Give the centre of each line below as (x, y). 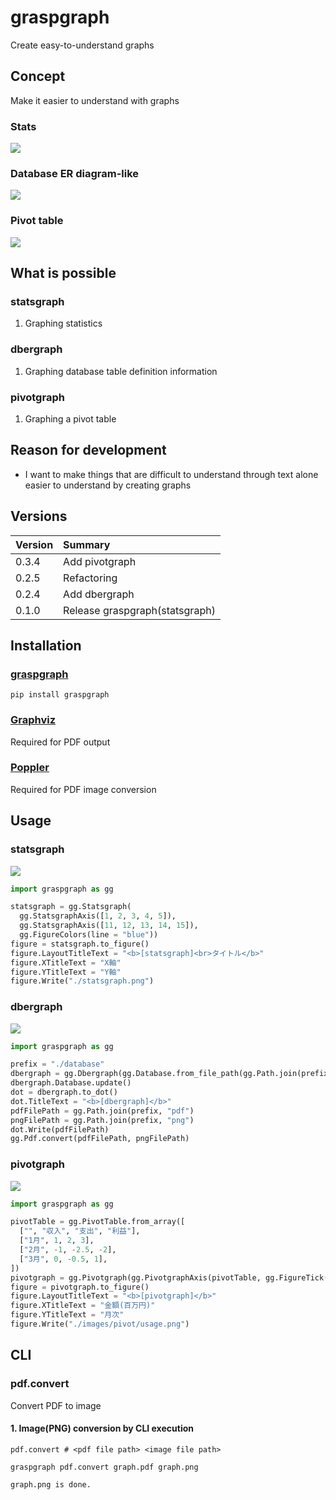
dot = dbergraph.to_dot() (64, 1092)
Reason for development (88, 450)
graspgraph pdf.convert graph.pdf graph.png (104, 1467)
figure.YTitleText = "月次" (67, 1315)
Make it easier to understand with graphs (95, 100)
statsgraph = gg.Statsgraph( (71, 907)
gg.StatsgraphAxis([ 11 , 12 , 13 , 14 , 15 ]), (109, 926)
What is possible (63, 273)
